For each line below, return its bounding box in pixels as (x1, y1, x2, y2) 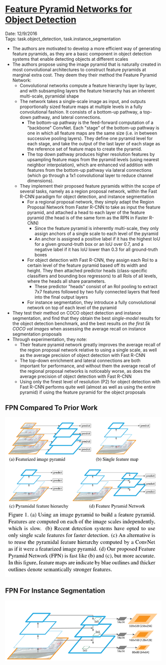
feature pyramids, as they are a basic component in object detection (12, 51, 152, 57)
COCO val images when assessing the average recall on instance (12, 326, 146, 332)
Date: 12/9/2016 (5, 30, 38, 36)
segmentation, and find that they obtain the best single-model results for (12, 315, 161, 321)
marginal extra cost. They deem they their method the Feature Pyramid (12, 72, 157, 78)
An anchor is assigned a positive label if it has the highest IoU (34, 235, 160, 242)
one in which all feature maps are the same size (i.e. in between (27, 130, 158, 136)
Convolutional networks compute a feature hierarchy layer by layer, (19, 82, 157, 88)
